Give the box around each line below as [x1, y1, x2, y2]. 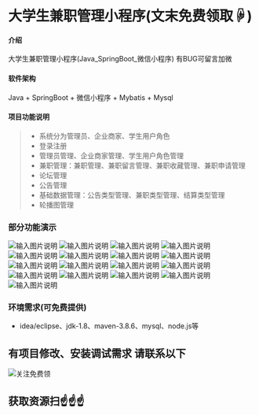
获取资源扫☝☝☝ [8, 395, 85, 408]
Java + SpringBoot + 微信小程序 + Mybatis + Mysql [8, 92, 174, 102]
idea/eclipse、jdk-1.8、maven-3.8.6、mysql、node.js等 [19, 321, 199, 331]
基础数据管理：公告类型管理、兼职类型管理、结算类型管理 [38, 190, 225, 199]
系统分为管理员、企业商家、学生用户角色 [38, 131, 170, 140]
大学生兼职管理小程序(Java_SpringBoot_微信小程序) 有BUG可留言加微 [8, 54, 232, 64]
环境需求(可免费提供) [8, 302, 87, 313]
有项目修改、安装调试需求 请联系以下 [8, 346, 186, 360]
